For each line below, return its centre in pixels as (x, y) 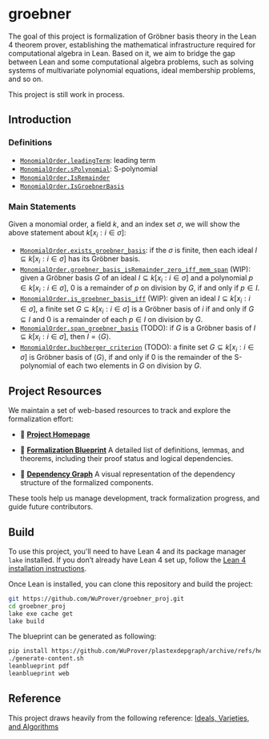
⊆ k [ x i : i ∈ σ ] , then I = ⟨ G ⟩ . (65, 337)
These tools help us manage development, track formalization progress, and (134, 498)
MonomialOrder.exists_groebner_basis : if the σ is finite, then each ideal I (139, 250)
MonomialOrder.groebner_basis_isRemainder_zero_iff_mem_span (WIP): (135, 269)
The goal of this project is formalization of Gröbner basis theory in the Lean (132, 36)
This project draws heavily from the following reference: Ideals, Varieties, (129, 718)
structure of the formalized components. (86, 483)
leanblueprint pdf (39, 666)
